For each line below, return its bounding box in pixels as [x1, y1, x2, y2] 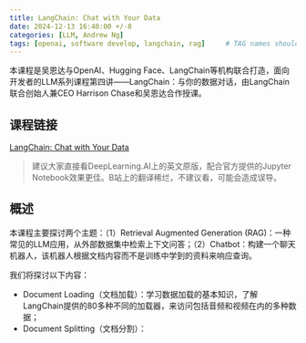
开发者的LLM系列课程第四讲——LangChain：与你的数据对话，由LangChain [9, 77, 290, 88]
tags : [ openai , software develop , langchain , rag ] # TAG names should [9, 38, 300, 48]
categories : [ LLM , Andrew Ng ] [9, 30, 125, 39]
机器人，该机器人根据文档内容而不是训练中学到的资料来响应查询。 [9, 250, 257, 261]
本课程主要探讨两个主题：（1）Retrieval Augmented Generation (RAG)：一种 [9, 227, 291, 238]
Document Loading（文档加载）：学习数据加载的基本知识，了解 [22, 288, 258, 299]
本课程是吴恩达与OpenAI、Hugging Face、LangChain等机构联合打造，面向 [9, 65, 290, 76]
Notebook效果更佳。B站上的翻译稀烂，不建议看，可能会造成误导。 [31, 172, 282, 183]
